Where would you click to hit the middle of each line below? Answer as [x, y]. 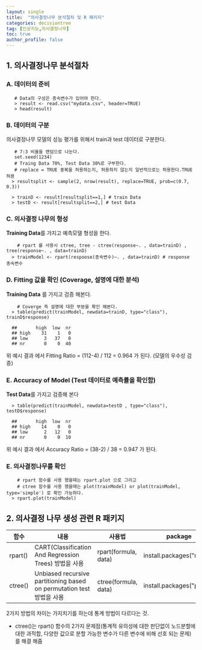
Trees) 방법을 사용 [59, 563]
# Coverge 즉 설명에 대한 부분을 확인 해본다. [68, 307]
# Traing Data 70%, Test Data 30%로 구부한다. [70, 163]
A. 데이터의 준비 [28, 84]
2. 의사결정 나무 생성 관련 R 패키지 [66, 518]
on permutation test [62, 589]
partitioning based [60, 581]
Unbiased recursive [62, 574]
